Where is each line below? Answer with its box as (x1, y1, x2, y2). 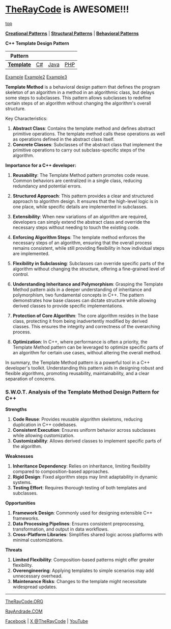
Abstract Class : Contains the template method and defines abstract (12, 125, 155, 131)
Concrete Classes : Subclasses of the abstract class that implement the (12, 141, 163, 147)
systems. (12, 479, 32, 485)
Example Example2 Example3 (5, 74, 68, 80)
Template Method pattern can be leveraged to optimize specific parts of (12, 344, 164, 350)
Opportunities (5, 500, 36, 506)
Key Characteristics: (5, 115, 48, 121)
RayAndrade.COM (5, 608, 43, 615)
